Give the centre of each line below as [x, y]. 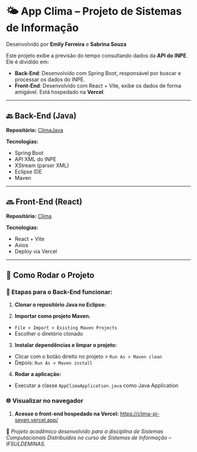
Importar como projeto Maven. [52, 316]
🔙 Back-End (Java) [41, 116]
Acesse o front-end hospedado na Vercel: [67, 414]
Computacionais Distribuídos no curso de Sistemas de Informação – [89, 437]
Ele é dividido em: [28, 62]
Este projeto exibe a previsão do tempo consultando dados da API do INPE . [97, 55]
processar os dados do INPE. [50, 79]
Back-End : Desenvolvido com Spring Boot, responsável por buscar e [98, 73]
